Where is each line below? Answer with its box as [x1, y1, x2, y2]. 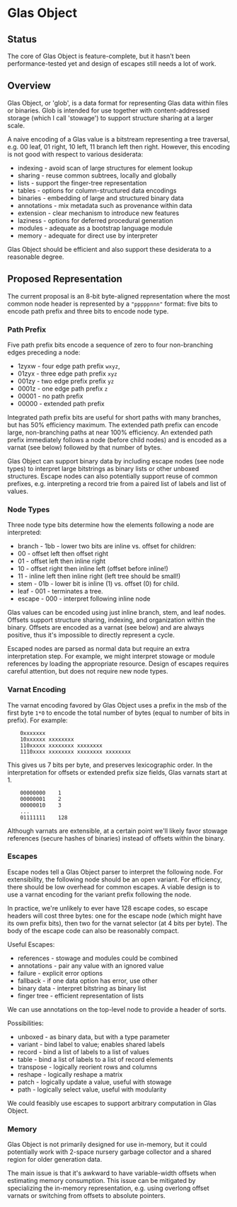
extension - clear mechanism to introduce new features [17, 209, 180, 217]
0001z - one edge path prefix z [17, 384, 108, 393]
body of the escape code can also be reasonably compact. [7, 926, 179, 935]
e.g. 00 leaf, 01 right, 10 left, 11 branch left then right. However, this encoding [7, 142, 230, 151]
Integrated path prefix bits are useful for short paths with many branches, [7, 412, 221, 422]
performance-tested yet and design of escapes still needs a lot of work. [7, 59, 217, 68]
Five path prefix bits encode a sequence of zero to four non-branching [7, 340, 214, 349]
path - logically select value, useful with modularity [17, 1085, 167, 1094]
